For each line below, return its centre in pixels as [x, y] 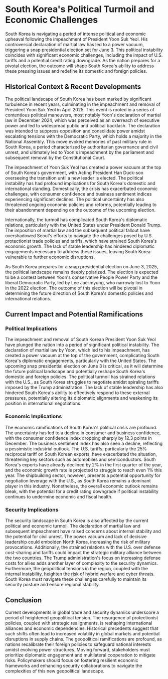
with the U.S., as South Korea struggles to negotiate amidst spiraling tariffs [82, 382]
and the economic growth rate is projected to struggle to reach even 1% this [83, 470]
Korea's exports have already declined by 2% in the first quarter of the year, [83, 464]
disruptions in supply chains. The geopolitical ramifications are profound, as [83, 639]
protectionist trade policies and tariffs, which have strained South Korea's [81, 241]
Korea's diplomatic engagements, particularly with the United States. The [81, 361]
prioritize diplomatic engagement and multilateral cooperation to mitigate [80, 655]
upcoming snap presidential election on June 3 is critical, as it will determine [84, 366]
